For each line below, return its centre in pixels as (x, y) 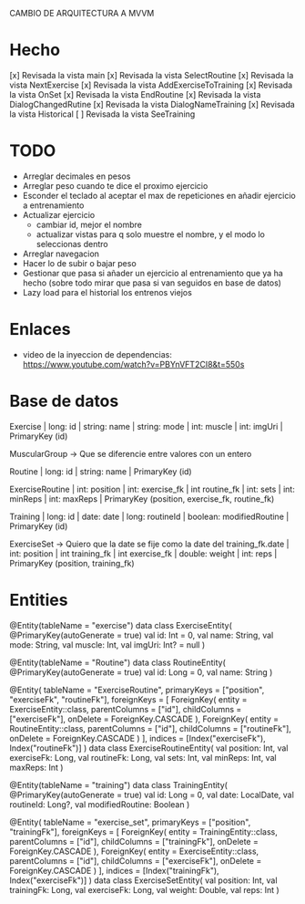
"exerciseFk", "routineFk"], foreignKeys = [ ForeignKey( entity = (128, 699)
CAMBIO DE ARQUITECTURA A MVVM (82, 13)
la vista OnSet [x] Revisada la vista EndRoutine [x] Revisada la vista (135, 94)
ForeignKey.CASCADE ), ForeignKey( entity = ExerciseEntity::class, (134, 851)
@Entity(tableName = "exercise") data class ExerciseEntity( (121, 625)
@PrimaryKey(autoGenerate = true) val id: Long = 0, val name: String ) (141, 672)
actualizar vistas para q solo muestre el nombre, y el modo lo (151, 234)
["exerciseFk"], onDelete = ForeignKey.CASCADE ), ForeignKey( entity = (144, 719)
